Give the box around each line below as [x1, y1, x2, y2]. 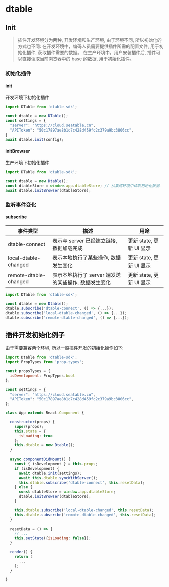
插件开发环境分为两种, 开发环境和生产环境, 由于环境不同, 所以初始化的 [17, 37, 162, 43]
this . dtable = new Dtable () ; [14, 443, 75, 448]
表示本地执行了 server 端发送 [52, 272, 121, 279]
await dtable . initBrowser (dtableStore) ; [5, 188, 92, 193]
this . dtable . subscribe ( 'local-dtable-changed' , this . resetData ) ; [14, 507, 154, 513]
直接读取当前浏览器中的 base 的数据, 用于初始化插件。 [22, 56, 134, 62]
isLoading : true [18, 433, 53, 438]
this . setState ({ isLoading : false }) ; [14, 536, 92, 541]
